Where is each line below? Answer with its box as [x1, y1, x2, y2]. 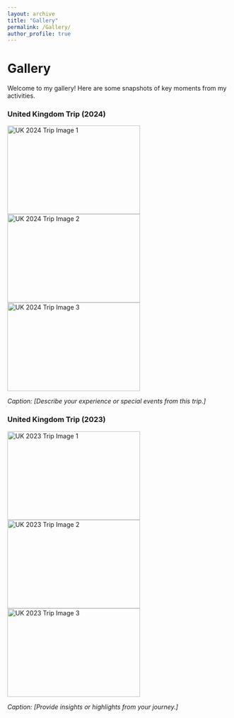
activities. [7, 91, 35, 100]
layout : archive [7, 10, 55, 18]
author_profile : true [7, 30, 71, 38]
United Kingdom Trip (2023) [7, 415, 106, 425]
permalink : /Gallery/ [7, 23, 71, 30]
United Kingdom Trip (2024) [7, 109, 106, 119]
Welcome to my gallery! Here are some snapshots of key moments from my [7, 84, 227, 93]
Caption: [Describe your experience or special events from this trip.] [7, 397, 206, 406]
